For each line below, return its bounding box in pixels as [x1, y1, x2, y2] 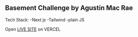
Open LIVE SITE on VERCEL [5, 26, 61, 32]
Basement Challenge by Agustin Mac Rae [5, 4, 133, 12]
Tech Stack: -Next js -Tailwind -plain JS [5, 17, 84, 22]
